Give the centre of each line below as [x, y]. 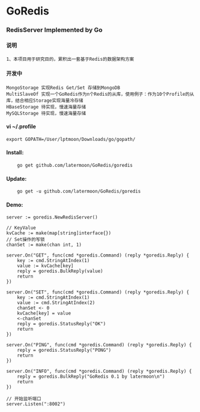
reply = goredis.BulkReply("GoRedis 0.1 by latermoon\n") [91, 377]
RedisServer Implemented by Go [55, 30]
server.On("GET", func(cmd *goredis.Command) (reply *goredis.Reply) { [98, 255]
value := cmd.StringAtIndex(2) [56, 303]
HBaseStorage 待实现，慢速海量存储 [46, 107]
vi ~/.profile [21, 126]
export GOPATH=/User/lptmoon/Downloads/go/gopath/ [71, 139]
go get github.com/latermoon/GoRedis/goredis [75, 165]
